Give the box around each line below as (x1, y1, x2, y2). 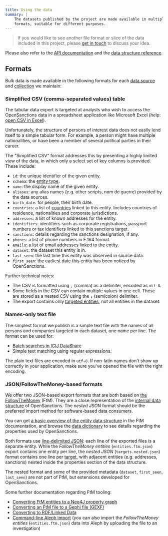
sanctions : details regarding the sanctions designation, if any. (12, 231, 139, 237)
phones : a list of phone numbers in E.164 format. (12, 237, 111, 243)
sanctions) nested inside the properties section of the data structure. (5, 459, 147, 465)
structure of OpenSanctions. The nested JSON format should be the (5, 403, 145, 409)
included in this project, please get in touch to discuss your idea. (17, 40, 151, 46)
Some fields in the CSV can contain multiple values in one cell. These (12, 288, 155, 294)
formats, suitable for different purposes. (14, 21, 106, 26)
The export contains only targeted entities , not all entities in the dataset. (12, 298, 161, 305)
